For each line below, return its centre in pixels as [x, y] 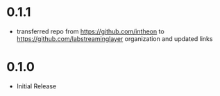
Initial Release [36, 86]
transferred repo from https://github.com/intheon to [90, 31]
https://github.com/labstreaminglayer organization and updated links [115, 38]
